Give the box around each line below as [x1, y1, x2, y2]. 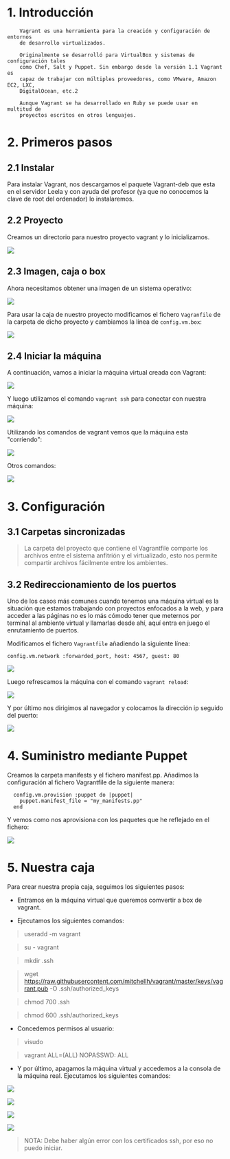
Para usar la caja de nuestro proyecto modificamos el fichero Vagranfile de [7, 310, 221, 318]
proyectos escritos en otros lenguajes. [19, 111, 137, 118]
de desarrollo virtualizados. [19, 39, 106, 46]
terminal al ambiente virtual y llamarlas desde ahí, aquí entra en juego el [7, 619, 210, 627]
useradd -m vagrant [23, 930, 81, 938]
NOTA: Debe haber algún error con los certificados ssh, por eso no [23, 1136, 214, 1145]
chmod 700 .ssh [23, 998, 70, 1006]
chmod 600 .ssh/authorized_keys [23, 1011, 119, 1019]
